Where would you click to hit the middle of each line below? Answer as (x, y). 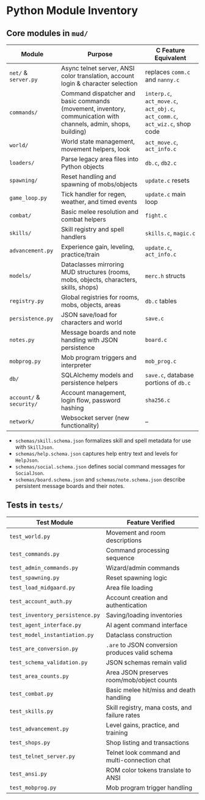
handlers (74, 237)
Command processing (138, 550)
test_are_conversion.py (44, 649)
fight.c (156, 215)
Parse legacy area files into (100, 159)
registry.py (27, 301)
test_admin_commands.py (44, 568)
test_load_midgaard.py (42, 587)
